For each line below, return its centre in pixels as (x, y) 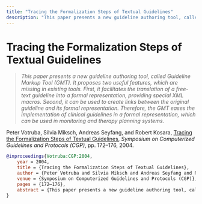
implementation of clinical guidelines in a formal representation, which (108, 115)
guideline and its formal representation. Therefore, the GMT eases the (108, 108)
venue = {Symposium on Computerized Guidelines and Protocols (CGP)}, (107, 178)
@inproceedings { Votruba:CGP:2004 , (50, 157)
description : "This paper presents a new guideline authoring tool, (94, 17)
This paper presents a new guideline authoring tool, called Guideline (106, 76)
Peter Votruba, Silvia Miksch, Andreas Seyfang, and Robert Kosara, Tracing (99, 133)
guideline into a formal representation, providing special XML (108, 95)
